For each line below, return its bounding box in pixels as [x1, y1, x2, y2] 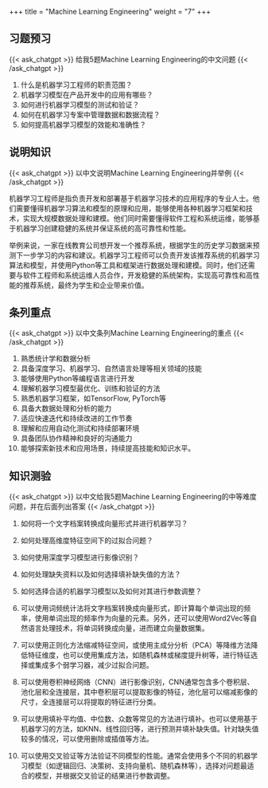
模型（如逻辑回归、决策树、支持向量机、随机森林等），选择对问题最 [27, 761, 247, 770]
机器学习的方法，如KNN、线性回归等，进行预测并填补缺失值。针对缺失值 [20, 724, 259, 734]
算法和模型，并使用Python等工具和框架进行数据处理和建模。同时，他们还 [9, 260, 249, 270]
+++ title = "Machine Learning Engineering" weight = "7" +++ [9, 7, 212, 16]
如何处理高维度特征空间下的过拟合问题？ [20, 536, 153, 546]
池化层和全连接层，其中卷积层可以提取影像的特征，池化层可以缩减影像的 [20, 688, 258, 697]
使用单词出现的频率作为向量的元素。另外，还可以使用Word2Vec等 [34, 613, 251, 623]
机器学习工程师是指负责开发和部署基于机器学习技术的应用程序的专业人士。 [9, 193, 253, 203]
